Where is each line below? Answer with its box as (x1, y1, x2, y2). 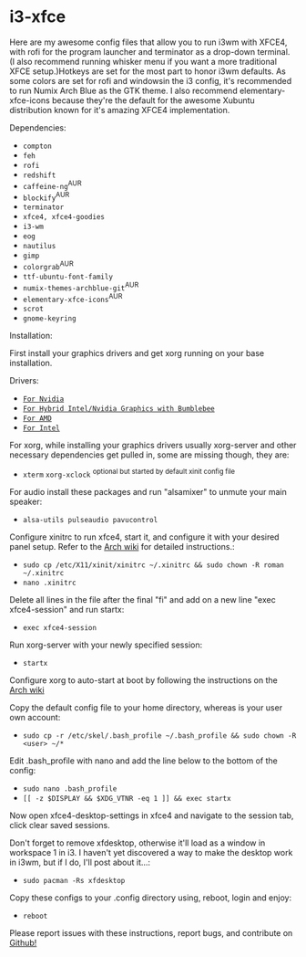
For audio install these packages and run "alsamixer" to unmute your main (9, 486, 287, 497)
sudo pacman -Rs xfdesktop (22, 876, 126, 885)
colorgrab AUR (22, 259, 75, 271)
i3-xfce (9, 6, 66, 27)
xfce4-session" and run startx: (9, 604, 125, 615)
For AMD (22, 414, 52, 424)
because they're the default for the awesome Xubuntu (51, 94, 255, 106)
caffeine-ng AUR (22, 178, 82, 191)
